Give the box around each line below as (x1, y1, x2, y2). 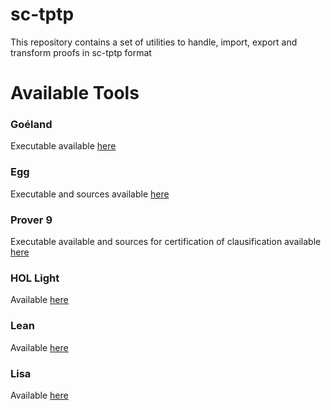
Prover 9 (10, 213, 53, 227)
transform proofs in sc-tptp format (10, 46, 152, 58)
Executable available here (10, 140, 117, 152)
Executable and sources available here (10, 188, 170, 200)
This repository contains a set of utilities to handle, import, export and (10, 36, 298, 48)
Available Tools (10, 82, 140, 105)
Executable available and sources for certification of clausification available (10, 236, 322, 248)
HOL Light (10, 271, 60, 285)
